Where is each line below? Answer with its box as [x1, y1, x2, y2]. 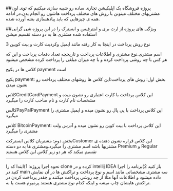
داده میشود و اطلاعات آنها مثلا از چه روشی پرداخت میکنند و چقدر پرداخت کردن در [6, 174, 161, 180]
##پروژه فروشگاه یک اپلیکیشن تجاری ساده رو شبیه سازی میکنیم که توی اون [6, 5, 151, 11]
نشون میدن [6, 82, 28, 88]
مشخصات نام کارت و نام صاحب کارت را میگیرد [6, 97, 96, 103]
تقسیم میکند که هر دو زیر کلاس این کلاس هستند [6, 148, 97, 155]
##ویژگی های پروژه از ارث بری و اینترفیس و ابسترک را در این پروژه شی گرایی [6, 26, 157, 32]
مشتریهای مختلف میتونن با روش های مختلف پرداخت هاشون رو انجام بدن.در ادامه [6, 10, 160, 16]
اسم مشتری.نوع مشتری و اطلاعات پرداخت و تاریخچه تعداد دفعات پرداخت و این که [6, 51, 162, 57]
